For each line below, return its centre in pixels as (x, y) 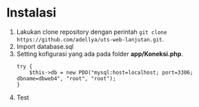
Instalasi (31, 13)
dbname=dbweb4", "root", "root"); (66, 78)
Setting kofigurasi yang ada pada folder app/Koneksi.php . (100, 54)
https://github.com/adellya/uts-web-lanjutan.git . (90, 39)
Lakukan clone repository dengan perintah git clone (92, 32)
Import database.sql (45, 46)
